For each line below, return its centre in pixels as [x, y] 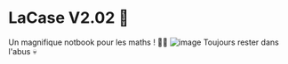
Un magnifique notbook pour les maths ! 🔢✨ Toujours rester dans [144, 42]
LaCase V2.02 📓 [69, 18]
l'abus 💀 [23, 51]
